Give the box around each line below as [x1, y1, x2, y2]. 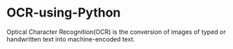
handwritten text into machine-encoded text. [6, 35, 136, 43]
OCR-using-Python [6, 5, 121, 21]
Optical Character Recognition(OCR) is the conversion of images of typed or [6, 28, 227, 36]
